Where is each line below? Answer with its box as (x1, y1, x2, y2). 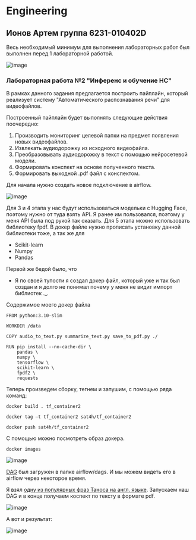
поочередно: (6, 120, 39, 127)
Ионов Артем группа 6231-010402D (6, 28, 147, 38)
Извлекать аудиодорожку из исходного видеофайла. (14, 145, 150, 152)
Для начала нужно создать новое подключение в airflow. (6, 182, 152, 189)
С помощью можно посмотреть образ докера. (6, 435, 125, 442)
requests (17, 375, 39, 382)
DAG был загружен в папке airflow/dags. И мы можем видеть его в (6, 469, 176, 476)
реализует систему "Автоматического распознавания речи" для (6, 96, 170, 104)
